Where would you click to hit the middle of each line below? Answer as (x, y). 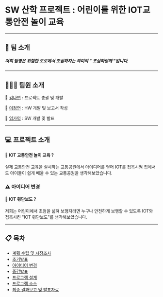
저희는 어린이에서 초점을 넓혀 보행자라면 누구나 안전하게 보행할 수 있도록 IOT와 (79, 211)
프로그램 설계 (24, 277)
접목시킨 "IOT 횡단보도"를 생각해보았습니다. (46, 217)
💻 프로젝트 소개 (27, 140)
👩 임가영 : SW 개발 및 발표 (30, 118)
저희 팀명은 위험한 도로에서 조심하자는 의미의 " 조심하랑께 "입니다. (67, 61)
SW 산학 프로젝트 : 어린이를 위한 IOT (74, 10)
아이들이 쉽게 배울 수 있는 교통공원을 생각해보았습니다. (61, 173)
